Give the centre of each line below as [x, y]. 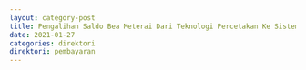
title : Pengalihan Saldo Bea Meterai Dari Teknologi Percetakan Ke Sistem [154, 26]
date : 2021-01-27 [42, 35]
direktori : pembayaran [52, 52]
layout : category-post [52, 18]
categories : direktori [52, 43]
